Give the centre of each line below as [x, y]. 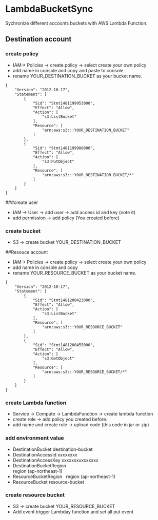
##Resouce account [27, 252]
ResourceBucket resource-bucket [48, 482]
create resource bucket [35, 495]
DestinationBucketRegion [39, 465]
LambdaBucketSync [49, 9]
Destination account [38, 39]
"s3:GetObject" [58, 358]
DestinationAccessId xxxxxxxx [45, 454]
